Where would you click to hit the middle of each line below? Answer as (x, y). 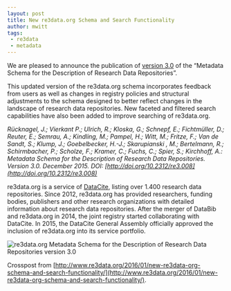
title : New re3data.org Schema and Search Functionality (91, 20)
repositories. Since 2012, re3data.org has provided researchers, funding (110, 194)
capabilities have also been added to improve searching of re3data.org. (109, 116)
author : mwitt (28, 26)
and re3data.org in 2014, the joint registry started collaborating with (103, 216)
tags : (15, 33)
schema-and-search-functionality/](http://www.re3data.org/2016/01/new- (112, 272)
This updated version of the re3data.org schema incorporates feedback (109, 86)
